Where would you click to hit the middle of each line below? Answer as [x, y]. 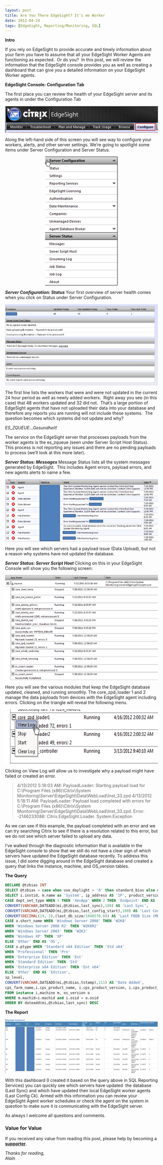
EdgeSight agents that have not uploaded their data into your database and [80, 408]
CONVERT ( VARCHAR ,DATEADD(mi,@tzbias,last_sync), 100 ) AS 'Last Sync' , [77, 906]
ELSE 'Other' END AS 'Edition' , [38, 972]
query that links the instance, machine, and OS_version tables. [67, 866]
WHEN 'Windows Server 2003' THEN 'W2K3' [47, 931]
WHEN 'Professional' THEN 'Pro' [38, 952]
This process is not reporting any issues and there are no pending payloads [81, 447]
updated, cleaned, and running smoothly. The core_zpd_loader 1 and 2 [75, 692]
